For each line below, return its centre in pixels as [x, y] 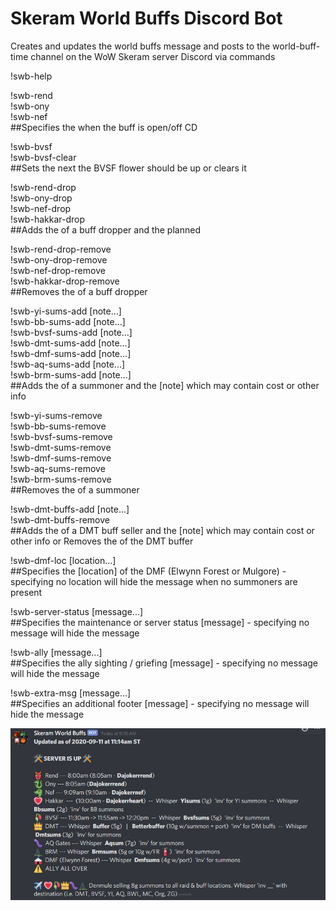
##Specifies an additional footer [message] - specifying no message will [160, 703]
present [26, 592]
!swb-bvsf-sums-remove [61, 436]
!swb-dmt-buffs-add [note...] [70, 509]
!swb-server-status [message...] [77, 611]
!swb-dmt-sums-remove [61, 447]
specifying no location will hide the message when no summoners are [154, 581]
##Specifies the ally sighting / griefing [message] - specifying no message [164, 663]
